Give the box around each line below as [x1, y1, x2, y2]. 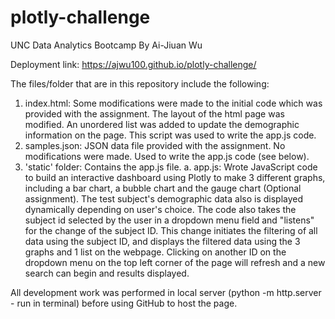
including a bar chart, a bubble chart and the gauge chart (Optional [24, 182, 302, 194]
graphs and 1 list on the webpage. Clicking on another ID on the [24, 246, 287, 258]
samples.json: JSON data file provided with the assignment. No [24, 139, 286, 151]
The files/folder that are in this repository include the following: [10, 77, 270, 90]
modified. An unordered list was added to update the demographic [24, 118, 300, 130]
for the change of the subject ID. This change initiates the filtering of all [24, 224, 318, 236]
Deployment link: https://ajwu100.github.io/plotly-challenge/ [10, 58, 257, 70]
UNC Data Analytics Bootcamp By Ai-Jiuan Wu [10, 39, 203, 51]
